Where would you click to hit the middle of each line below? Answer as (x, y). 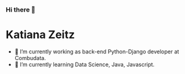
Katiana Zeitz (40, 35)
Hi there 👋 (21, 10)
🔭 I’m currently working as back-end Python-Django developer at (97, 52)
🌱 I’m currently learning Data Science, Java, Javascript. (85, 64)
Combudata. (30, 58)
